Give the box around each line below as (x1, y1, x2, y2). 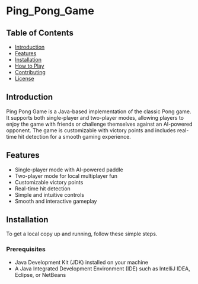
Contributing (14, 69, 46, 75)
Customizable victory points (14, 178, 84, 186)
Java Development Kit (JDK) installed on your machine (14, 259, 148, 266)
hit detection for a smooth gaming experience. (18, 133, 132, 140)
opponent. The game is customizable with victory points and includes (6, 126, 176, 134)
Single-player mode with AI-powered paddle (14, 166, 123, 173)
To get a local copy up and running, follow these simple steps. (6, 230, 158, 238)
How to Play (14, 62, 44, 69)
